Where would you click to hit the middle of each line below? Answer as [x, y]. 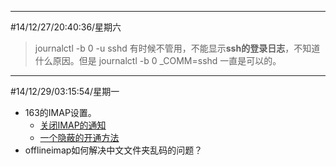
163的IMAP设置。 [60, 112]
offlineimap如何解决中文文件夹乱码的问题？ [113, 150]
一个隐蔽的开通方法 [79, 137]
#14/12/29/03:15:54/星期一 [65, 91]
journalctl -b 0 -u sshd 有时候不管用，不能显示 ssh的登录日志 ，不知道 [177, 48]
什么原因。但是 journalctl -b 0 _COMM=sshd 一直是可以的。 [158, 60]
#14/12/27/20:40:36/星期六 [66, 27]
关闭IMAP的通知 [73, 125]
